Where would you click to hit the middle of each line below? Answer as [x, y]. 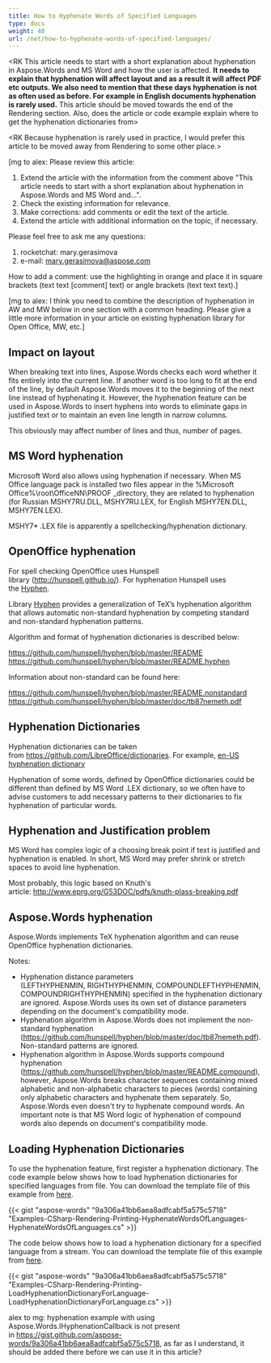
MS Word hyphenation [66, 456]
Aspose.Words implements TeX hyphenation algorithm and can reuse [124, 937]
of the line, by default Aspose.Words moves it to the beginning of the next [131, 389]
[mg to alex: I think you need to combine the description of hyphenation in [131, 301]
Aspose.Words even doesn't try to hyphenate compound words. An [132, 1106]
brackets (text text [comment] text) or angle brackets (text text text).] [123, 286]
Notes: [19, 961]
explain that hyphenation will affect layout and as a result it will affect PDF [135, 79]
